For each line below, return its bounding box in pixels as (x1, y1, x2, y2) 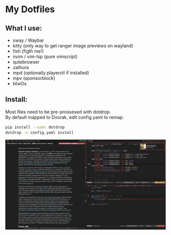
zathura (12, 65, 29, 70)
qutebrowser (12, 59, 40, 65)
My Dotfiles (5, 4, 55, 15)
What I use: (5, 24, 42, 33)
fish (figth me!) (12, 48, 44, 54)
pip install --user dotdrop (5, 125, 65, 130)
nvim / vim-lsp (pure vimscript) (12, 53, 78, 60)
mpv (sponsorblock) (12, 75, 55, 81)
